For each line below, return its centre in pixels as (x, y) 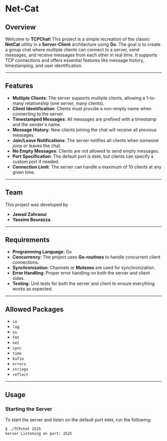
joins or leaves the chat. (37, 146)
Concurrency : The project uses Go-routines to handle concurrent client (86, 257)
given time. (24, 172)
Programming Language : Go (42, 252)
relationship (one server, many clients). (65, 103)
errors (19, 364)
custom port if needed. (36, 161)
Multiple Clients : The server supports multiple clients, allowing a (79, 98)
